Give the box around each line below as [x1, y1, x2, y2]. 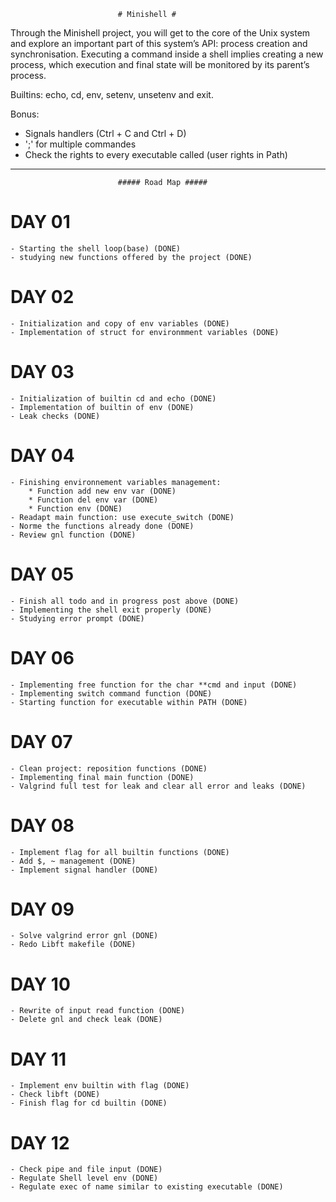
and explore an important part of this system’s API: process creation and [10, 38, 308, 49]
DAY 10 [10, 973, 71, 995]
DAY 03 [10, 361, 75, 384]
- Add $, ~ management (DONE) [10, 856, 137, 866]
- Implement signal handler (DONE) [10, 865, 159, 875]
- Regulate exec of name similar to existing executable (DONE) [10, 1182, 284, 1192]
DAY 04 [10, 445, 75, 467]
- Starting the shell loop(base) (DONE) [10, 243, 182, 254]
